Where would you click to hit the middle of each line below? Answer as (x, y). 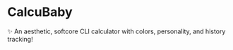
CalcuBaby (40, 12)
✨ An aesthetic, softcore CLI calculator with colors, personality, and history (116, 31)
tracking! (20, 39)
